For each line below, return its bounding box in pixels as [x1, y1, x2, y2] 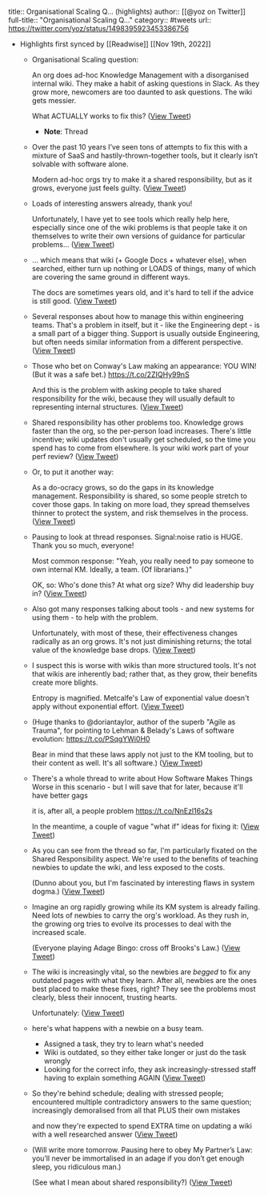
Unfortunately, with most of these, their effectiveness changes [31, 628, 238, 637]
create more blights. [31, 677, 98, 687]
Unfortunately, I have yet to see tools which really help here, [31, 214, 230, 223]
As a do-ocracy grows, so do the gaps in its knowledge [31, 483, 214, 492]
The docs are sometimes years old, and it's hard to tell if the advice [31, 288, 254, 297]
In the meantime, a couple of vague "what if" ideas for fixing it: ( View [31, 821, 260, 831]
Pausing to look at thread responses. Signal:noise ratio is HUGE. [31, 532, 243, 542]
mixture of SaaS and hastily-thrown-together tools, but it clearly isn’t [31, 151, 258, 160]
